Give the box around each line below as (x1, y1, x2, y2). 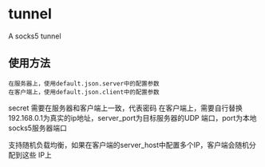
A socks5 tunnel (8, 31, 61, 41)
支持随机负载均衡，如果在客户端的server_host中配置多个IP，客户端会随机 (8, 140, 250, 149)
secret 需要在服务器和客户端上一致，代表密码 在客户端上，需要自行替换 (8, 103, 243, 113)
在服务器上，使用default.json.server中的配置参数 (8, 79, 160, 88)
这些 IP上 (22, 149, 52, 160)
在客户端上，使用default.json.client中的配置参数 (8, 88, 160, 96)
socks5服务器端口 (8, 123, 68, 133)
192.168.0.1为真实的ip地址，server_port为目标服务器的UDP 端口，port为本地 (8, 113, 257, 122)
